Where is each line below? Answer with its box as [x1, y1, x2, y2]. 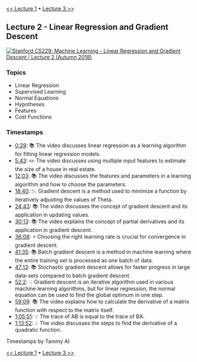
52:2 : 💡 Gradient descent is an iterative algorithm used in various [14, 278, 174, 285]
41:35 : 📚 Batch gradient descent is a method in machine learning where [14, 249, 192, 256]
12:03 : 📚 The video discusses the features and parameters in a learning [14, 172, 192, 180]
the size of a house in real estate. [14, 166, 96, 173]
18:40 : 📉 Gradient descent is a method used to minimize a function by [14, 188, 187, 195]
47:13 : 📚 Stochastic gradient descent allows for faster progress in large [14, 263, 190, 271]
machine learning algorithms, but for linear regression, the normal [14, 285, 176, 293]
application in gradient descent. [14, 227, 93, 234]
